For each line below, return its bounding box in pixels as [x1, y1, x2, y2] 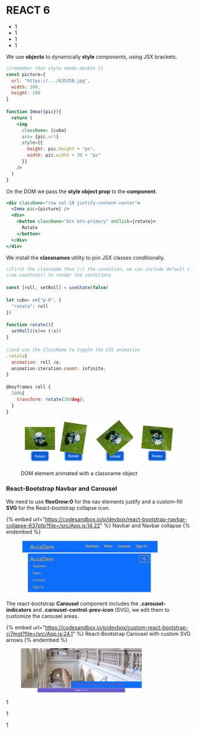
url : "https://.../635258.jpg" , [11, 78, 91, 84]
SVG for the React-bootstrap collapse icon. [6, 504, 110, 511]
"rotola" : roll [11, 303, 49, 309]
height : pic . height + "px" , [27, 146, 96, 152]
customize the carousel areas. [6, 613, 79, 620]
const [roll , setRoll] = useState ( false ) [6, 285, 109, 291]
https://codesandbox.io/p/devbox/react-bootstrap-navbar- [45, 516, 187, 523]
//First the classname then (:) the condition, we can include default [6, 266, 185, 272]
